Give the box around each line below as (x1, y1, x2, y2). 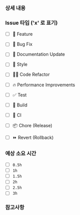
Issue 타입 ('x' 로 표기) (5, 19, 58, 26)
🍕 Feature (12, 31, 33, 37)
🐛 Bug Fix (12, 41, 33, 47)
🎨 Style (12, 62, 28, 68)
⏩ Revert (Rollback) (12, 134, 54, 140)
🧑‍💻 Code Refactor (12, 72, 50, 78)
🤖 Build (12, 102, 28, 108)
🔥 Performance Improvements (12, 82, 75, 88)
